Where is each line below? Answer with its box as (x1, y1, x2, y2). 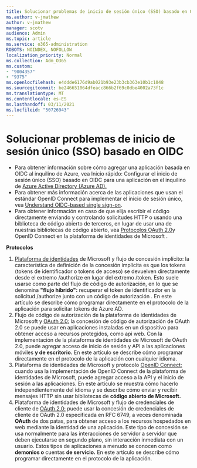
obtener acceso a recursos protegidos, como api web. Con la (14, 330, 163, 338)
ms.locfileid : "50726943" (6, 107, 69, 113)
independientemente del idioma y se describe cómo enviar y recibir (14, 386, 178, 393)
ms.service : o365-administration (6, 42, 88, 48)
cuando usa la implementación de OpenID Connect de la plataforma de (14, 368, 186, 375)
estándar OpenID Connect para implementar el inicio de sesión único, (14, 195, 183, 203)
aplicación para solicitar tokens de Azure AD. (14, 305, 123, 312)
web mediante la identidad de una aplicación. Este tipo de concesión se (14, 424, 188, 431)
